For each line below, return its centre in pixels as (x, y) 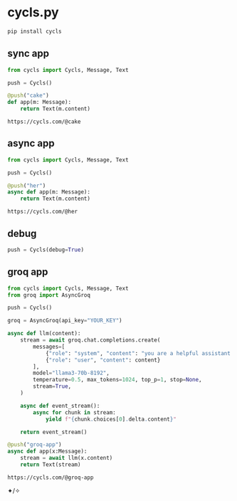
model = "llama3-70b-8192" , (72, 373)
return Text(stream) (51, 465)
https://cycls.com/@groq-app (51, 478)
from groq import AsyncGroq (49, 295)
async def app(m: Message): (49, 192)
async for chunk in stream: (74, 412)
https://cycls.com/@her (43, 212)
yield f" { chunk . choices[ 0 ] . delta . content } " (111, 419)
